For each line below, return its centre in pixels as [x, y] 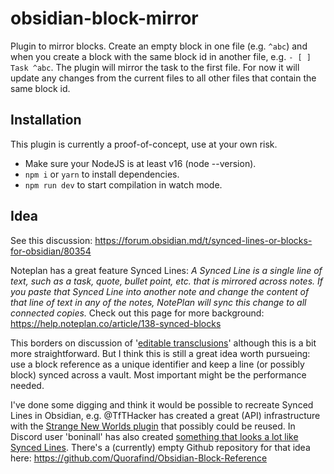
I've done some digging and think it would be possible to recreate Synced [162, 404]
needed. [27, 385]
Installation [46, 120]
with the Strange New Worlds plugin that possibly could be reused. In [153, 426]
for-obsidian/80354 [51, 251]
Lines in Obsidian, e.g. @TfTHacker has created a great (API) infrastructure [165, 415]
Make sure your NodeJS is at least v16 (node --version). [140, 163]
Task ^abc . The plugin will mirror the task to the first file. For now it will [155, 67]
